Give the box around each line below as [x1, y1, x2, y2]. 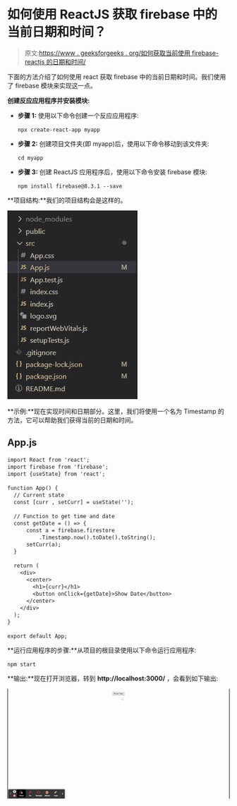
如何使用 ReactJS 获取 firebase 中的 [7, 6, 218, 23]
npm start [7, 661, 37, 668]
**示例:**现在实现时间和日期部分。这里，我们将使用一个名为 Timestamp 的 [7, 407, 224, 415]
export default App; [7, 633, 68, 640]
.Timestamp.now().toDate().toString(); [38, 534, 157, 541]
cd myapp [17, 154, 44, 161]
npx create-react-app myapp [17, 126, 100, 133]
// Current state [13, 491, 65, 499]
